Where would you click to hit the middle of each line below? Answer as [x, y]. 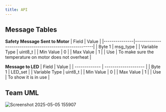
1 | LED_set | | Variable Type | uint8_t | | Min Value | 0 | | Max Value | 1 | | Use [83, 72]
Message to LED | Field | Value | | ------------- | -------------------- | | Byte [83, 67]
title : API [16, 10]
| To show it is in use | [27, 77]
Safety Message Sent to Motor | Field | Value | [53, 41]
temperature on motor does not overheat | [48, 57]
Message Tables [31, 30]
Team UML [22, 93]
